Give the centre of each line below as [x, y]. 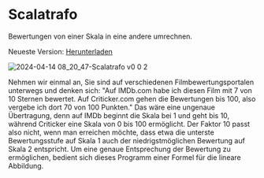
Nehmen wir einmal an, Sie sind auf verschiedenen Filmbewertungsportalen [131, 82]
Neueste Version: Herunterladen [60, 51]
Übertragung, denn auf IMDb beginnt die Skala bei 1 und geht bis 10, [119, 115]
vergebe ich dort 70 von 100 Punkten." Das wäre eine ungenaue [112, 107]
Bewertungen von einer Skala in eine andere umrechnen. [100, 36]
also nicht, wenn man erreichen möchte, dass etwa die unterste [111, 132]
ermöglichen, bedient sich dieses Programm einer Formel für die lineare [125, 157]
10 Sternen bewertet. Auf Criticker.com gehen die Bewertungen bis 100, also [132, 98]
